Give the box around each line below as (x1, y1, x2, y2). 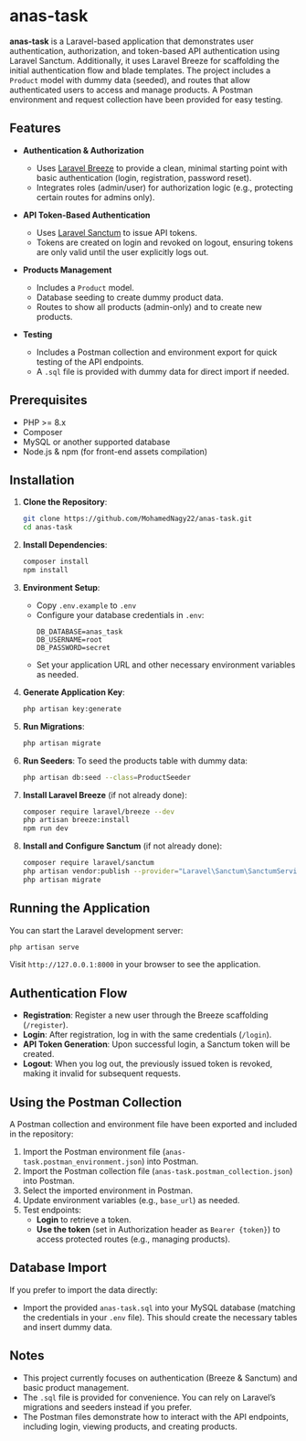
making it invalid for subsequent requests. (22, 1068, 181, 1079)
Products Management (22, 264, 112, 275)
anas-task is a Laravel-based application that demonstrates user (9, 36, 254, 47)
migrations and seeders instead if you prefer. (22, 1401, 192, 1413)
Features (9, 121, 61, 136)
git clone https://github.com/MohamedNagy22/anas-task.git (22, 514, 253, 524)
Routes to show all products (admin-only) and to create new (36, 301, 262, 312)
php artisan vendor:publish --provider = (22, 867, 179, 876)
